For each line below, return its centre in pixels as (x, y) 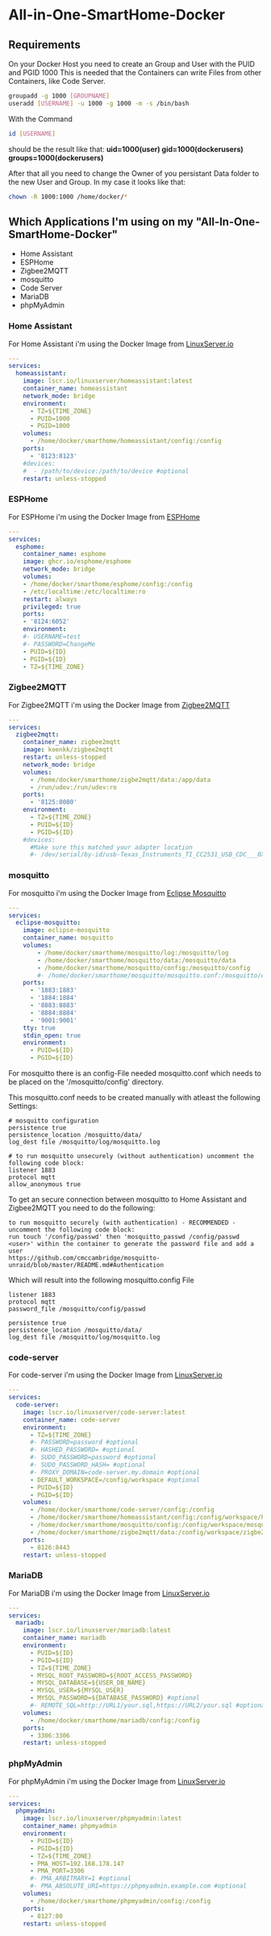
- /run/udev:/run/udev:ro (73, 787)
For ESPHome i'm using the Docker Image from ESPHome (104, 516)
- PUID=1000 (50, 418)
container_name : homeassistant (75, 389)
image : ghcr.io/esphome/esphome (77, 562)
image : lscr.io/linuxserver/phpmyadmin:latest (102, 1819)
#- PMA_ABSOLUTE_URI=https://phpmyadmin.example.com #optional (138, 1886)
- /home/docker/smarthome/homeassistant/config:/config (125, 441)
